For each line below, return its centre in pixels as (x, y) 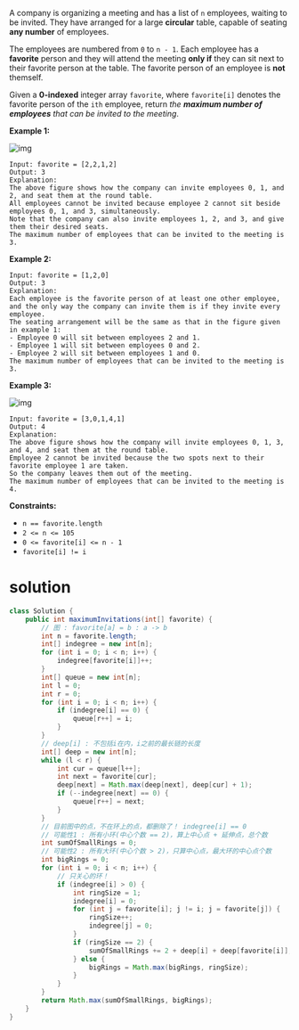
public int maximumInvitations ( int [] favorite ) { (119, 619)
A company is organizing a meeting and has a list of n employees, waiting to (148, 13)
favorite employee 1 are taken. (69, 466)
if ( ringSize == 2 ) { (113, 942)
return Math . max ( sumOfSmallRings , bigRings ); (127, 1001)
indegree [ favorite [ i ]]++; (105, 661)
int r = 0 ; (61, 694)
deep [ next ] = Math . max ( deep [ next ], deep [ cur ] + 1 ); (154, 785)
